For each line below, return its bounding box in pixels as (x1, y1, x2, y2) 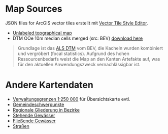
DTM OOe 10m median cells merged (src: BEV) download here (12, 35, 143, 41)
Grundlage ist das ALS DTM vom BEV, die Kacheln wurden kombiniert (17, 45, 163, 51)
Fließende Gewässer (12, 118, 56, 124)
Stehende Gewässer (12, 112, 55, 118)
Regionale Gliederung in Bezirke (12, 106, 80, 113)
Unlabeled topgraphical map (12, 30, 72, 36)
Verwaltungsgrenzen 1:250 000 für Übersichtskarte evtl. (12, 96, 130, 102)
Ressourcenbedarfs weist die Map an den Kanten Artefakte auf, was (17, 56, 160, 62)
